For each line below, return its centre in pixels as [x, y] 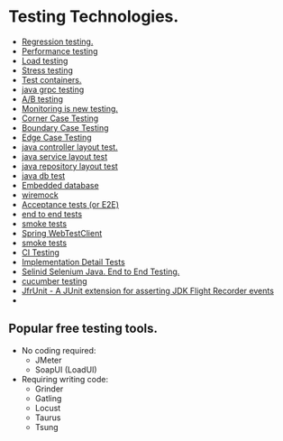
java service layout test [64, 156]
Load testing [45, 60]
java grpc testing [53, 89]
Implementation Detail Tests [73, 262]
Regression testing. [57, 41]
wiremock [40, 195]
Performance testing [59, 51]
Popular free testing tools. [83, 329]
